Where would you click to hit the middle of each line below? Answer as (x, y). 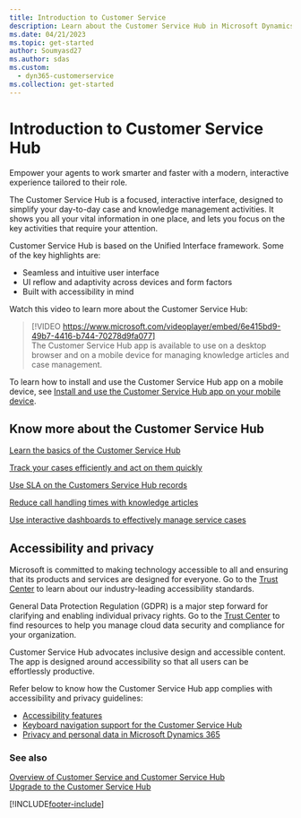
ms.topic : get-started (52, 43)
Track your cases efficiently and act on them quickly (106, 468)
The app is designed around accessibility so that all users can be (129, 662)
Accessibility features (62, 716)
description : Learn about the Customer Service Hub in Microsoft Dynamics (152, 26)
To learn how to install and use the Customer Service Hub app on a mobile (146, 381)
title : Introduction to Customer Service (88, 17)
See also (28, 758)
